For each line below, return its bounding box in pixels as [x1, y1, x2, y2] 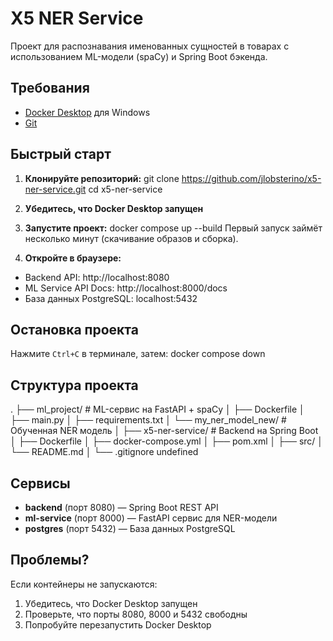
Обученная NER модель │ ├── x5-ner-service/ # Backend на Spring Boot [10, 425, 319, 437]
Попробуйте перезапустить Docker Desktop [24, 618, 212, 631]
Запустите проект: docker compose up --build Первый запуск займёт [24, 222, 323, 234]
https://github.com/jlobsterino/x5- [181, 172, 322, 184]
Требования [10, 80, 90, 97]
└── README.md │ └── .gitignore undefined [10, 446, 199, 458]
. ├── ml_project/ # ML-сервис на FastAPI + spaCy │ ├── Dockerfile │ [10, 403, 305, 416]
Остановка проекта [10, 321, 139, 338]
